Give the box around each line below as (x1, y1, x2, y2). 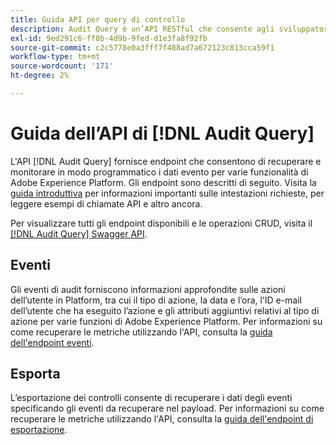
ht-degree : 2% (10, 71, 70, 81)
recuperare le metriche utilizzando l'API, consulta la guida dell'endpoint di (10, 413, 314, 425)
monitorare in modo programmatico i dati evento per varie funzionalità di (10, 166, 309, 178)
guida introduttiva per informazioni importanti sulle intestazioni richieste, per (10, 187, 325, 199)
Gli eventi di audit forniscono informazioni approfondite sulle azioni (10, 283, 286, 295)
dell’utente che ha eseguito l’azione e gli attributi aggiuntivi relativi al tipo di (10, 304, 320, 316)
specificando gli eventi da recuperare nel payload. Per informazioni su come (10, 402, 325, 415)
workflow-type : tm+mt (10, 52, 101, 62)
